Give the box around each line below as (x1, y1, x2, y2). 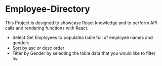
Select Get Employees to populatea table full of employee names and (12, 34, 153, 40)
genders (12, 39, 30, 45)
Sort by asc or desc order (12, 45, 65, 51)
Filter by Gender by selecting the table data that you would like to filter (12, 50, 156, 56)
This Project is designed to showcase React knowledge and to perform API (5, 20, 158, 26)
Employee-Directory (5, 3, 90, 15)
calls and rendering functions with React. (5, 25, 89, 31)
